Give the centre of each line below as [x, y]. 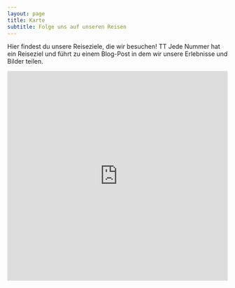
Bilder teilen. [25, 62]
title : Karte [26, 20]
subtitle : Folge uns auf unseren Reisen [67, 27]
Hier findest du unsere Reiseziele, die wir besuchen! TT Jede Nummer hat [114, 47]
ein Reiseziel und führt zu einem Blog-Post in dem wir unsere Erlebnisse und [117, 54]
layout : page [26, 14]
